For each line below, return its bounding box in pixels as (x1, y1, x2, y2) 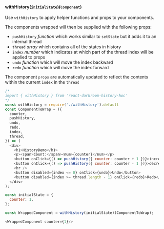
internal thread (12, 39, 42, 45)
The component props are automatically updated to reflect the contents (5, 74, 148, 80)
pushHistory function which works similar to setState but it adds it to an (12, 34, 157, 39)
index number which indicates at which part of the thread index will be (12, 49, 154, 55)
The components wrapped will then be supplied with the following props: (5, 24, 152, 30)
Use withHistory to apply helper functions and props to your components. (5, 15, 155, 20)
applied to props (12, 54, 45, 60)
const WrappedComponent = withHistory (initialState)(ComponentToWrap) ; (5, 210, 154, 215)
